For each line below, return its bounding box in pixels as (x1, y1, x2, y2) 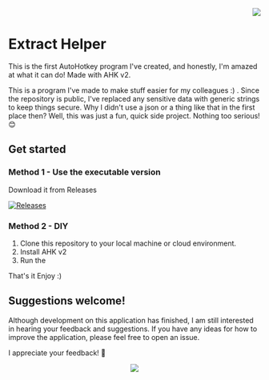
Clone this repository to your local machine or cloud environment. (19, 238, 237, 248)
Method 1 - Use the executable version (8, 166, 162, 178)
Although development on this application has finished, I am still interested (8, 315, 254, 325)
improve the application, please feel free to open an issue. (8, 332, 200, 342)
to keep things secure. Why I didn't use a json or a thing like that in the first (8, 102, 255, 112)
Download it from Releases (8, 185, 98, 194)
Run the (19, 255, 46, 265)
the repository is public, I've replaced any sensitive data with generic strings (8, 94, 260, 103)
